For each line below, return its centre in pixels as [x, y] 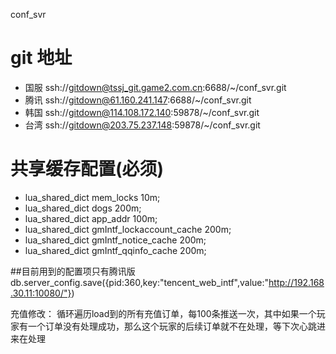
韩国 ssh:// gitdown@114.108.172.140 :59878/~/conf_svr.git [142, 112]
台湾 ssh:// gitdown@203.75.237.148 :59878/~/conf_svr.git [142, 125]
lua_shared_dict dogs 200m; [83, 208]
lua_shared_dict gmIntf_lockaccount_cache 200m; [128, 229]
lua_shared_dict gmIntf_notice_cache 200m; [115, 240]
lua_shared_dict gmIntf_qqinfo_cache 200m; [115, 250]
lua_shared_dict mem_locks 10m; [92, 197]
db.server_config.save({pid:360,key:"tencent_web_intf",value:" [140, 282]
